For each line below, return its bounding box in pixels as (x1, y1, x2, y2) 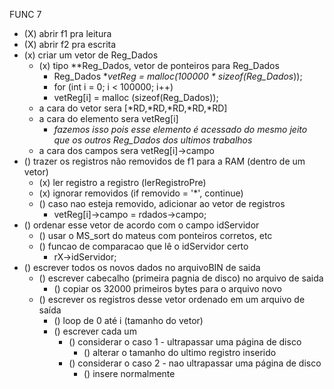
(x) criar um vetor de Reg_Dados (23, 49, 159, 61)
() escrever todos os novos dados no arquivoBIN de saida (23, 262, 261, 273)
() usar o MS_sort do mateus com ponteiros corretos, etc (38, 230, 273, 241)
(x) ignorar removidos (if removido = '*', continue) (38, 187, 244, 199)
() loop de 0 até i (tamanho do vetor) (53, 315, 204, 326)
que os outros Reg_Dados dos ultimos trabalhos (53, 134, 253, 146)
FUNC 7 (9, 9, 42, 20)
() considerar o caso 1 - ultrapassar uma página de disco (68, 336, 302, 348)
